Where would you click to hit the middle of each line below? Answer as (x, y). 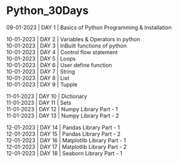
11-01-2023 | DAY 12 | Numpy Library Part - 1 (62, 109)
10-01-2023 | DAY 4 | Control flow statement (62, 52)
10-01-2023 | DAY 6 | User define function (59, 65)
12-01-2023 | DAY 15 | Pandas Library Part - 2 (63, 134)
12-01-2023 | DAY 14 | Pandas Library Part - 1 (63, 127)
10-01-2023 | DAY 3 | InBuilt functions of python (66, 46)
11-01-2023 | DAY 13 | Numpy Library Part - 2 (63, 116)
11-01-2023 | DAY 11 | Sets (39, 102)
